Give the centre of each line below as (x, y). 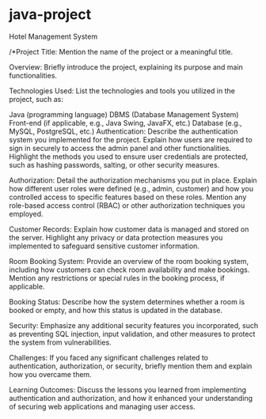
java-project (50, 15)
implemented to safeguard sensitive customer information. (104, 246)
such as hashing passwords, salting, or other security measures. (114, 164)
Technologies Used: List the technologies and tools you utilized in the (122, 91)
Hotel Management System (53, 36)
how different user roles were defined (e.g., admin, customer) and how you (131, 188)
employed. (26, 213)
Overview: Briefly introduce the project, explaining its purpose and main (126, 67)
